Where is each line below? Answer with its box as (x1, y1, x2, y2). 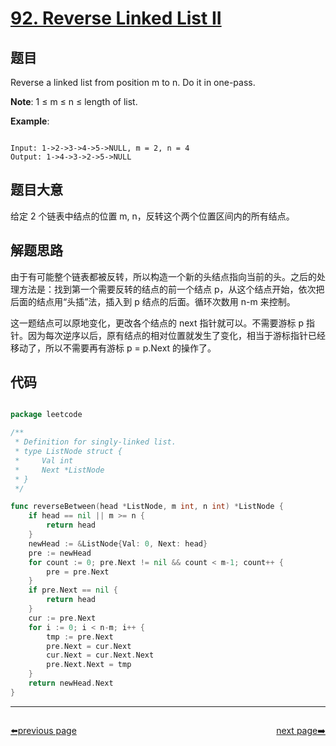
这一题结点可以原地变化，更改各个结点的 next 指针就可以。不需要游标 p (10, 317, 304, 329)
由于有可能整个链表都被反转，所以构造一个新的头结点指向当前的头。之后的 (10, 270, 317, 282)
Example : (10, 115, 50, 127)
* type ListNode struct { (14, 447, 123, 457)
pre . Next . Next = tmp (46, 660, 132, 670)
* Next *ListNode (14, 465, 105, 475)
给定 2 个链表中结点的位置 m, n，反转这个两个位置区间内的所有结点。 (10, 210, 295, 222)
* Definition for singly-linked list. (14, 437, 177, 447)
